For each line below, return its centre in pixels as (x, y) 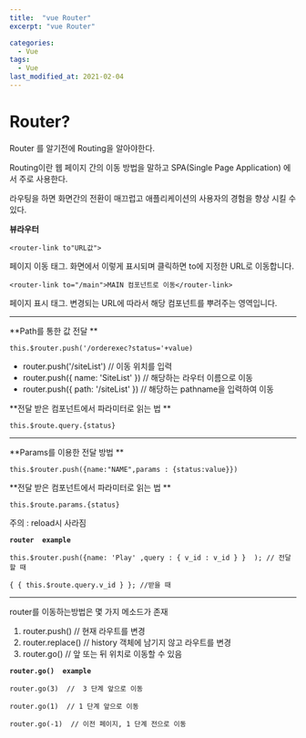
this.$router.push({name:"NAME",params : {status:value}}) (124, 469)
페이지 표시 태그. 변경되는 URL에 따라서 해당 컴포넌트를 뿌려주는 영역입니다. (143, 302)
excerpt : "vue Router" (52, 26)
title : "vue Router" (51, 18)
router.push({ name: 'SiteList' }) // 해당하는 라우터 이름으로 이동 (138, 377)
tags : (20, 60)
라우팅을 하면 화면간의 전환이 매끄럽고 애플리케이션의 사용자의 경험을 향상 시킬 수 (153, 198)
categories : (32, 43)
